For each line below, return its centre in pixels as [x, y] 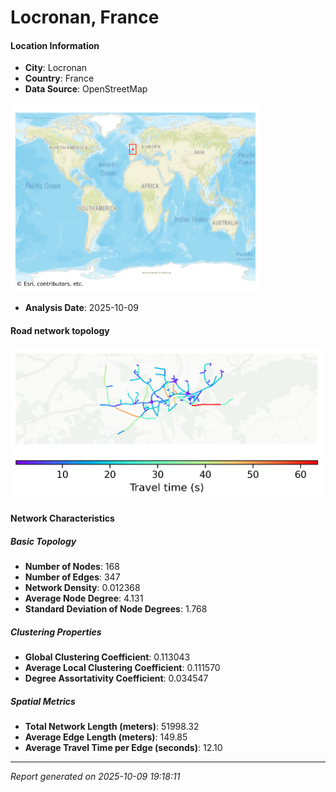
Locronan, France [85, 17]
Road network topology [60, 330]
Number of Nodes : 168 [72, 567]
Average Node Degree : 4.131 [84, 598]
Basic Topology [43, 541]
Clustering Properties [56, 632]
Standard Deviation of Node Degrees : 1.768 [116, 609]
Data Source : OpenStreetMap [86, 89]
